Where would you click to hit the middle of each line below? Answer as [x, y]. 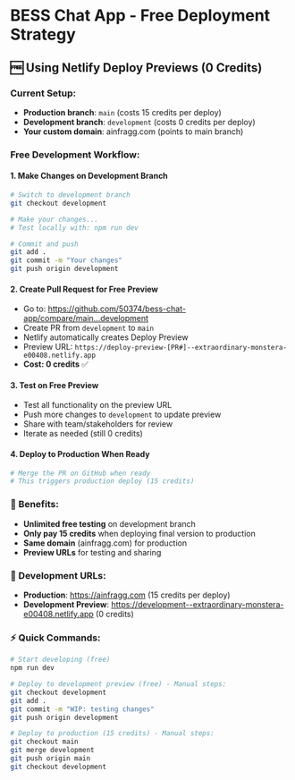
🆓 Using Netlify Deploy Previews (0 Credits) [136, 68]
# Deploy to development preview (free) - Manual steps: [118, 684]
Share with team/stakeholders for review [98, 424]
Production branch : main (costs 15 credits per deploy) [122, 112]
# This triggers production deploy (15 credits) [102, 481]
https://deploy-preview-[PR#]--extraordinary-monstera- [181, 348]
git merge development [52, 750]
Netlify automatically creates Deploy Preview [105, 337]
